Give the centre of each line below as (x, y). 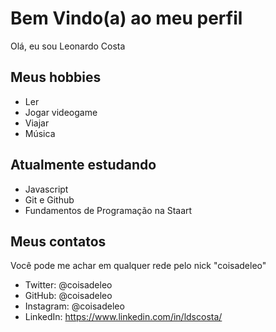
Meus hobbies (56, 77)
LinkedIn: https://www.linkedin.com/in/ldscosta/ (123, 317)
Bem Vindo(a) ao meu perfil (126, 18)
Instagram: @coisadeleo (74, 306)
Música (40, 133)
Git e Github (49, 199)
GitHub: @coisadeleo (68, 296)
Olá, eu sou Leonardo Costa (68, 46)
